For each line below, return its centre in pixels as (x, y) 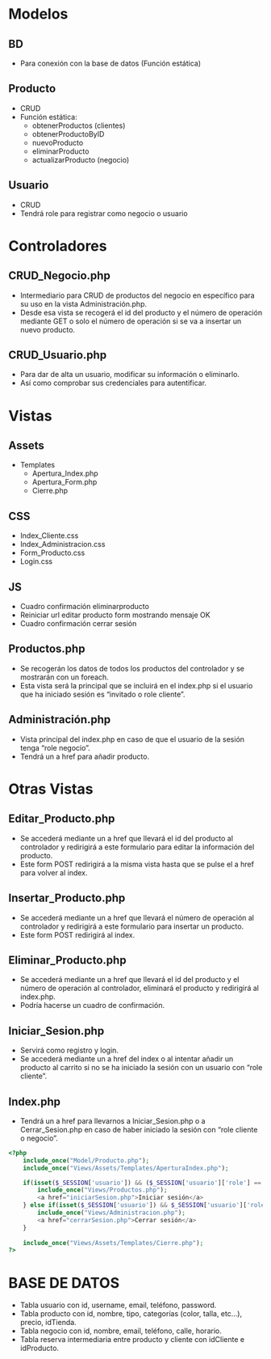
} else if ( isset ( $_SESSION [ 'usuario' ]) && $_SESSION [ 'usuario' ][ (135, 1205)
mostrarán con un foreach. (64, 677)
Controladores (58, 246)
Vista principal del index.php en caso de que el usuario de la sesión (132, 739)
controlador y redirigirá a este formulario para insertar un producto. (132, 926)
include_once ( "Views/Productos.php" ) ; (102, 1190)
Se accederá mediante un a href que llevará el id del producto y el (129, 980)
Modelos (38, 14)
